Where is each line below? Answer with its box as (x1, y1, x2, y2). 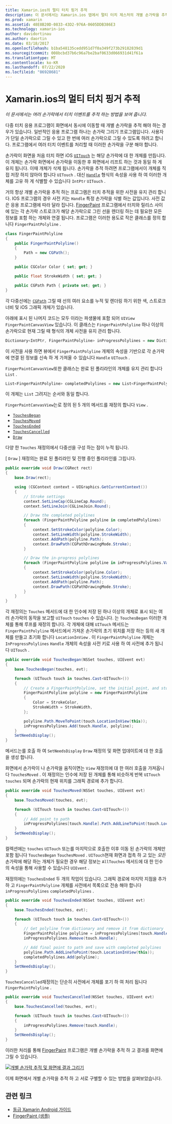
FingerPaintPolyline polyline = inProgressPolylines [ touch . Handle (24, 931, 168, 936)
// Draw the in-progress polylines (24, 556, 100, 561)
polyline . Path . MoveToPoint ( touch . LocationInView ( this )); (24, 718, 147, 724)
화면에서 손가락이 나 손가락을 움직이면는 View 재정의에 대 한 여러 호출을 (5, 765, 147, 771)
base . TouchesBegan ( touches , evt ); (14, 666, 88, 672)
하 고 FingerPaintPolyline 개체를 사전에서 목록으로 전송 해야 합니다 (5, 882, 142, 888)
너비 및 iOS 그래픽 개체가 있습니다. (5, 304, 74, 310)
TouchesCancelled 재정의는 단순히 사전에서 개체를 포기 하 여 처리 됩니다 (5, 979, 147, 985)
